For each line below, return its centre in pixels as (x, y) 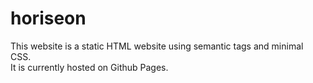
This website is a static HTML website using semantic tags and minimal (157, 46)
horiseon (48, 18)
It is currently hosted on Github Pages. (89, 67)
